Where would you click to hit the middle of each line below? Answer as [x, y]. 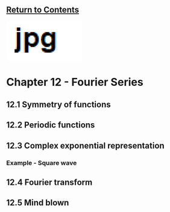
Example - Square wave [42, 162]
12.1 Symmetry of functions [59, 104]
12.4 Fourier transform [49, 182]
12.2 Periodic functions [51, 125]
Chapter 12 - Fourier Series [75, 82]
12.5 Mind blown [38, 203]
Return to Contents [43, 10]
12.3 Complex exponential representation [85, 145]
